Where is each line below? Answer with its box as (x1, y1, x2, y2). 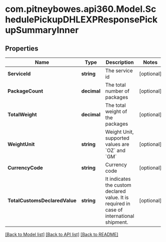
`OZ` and (105, 147, 126, 154)
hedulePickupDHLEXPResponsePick (5, 14, 158, 25)
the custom (105, 182, 132, 189)
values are (105, 141, 129, 147)
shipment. (105, 219, 128, 226)
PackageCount (7, 88, 43, 95)
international (105, 213, 134, 219)
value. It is (105, 194, 129, 201)
